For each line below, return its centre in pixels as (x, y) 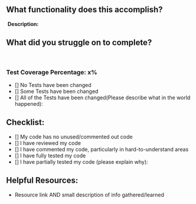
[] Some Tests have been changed (56, 91)
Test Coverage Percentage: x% (52, 72)
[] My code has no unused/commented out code (73, 137)
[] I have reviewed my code (48, 143)
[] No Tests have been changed (53, 85)
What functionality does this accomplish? (85, 10)
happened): (29, 103)
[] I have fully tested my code (50, 156)
